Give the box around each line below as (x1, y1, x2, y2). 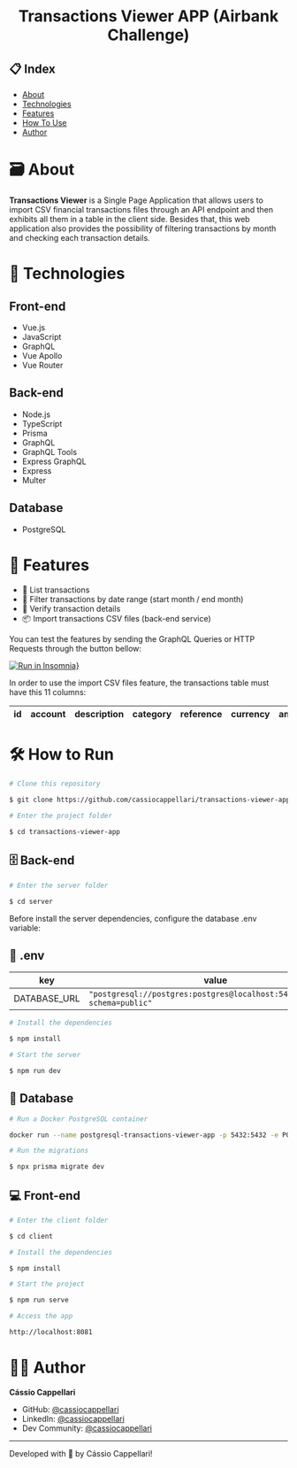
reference (179, 707, 223, 720)
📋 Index (9, 61, 56, 76)
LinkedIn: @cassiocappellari (21, 1413, 126, 1424)
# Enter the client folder (9, 1216, 109, 1225)
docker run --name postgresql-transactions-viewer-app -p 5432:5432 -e (9, 1131, 278, 1140)
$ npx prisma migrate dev (9, 1163, 104, 1171)
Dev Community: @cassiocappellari (21, 1423, 153, 1433)
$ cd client (9, 1232, 53, 1240)
